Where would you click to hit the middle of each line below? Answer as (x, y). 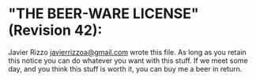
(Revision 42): (55, 30)
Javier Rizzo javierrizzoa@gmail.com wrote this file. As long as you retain (127, 52)
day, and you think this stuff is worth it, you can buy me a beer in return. (125, 68)
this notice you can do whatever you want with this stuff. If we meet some (128, 61)
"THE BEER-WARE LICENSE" (104, 14)
